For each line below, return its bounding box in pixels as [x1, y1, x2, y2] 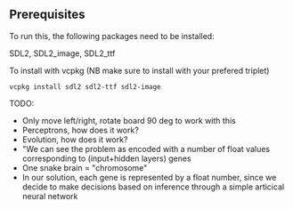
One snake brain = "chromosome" [21, 162, 148, 173]
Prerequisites [9, 7, 85, 22]
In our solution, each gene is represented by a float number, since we [21, 172, 277, 182]
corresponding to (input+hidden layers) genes [21, 153, 191, 164]
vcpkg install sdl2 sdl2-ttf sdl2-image [9, 82, 162, 92]
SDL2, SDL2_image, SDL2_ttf [9, 48, 116, 59]
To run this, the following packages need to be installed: [9, 30, 216, 41]
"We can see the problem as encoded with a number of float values [21, 143, 270, 154]
